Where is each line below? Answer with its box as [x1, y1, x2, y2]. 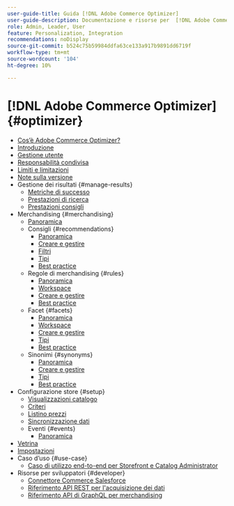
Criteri [27, 402, 47, 411]
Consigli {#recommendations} [27, 224, 114, 233]
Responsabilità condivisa [17, 158, 89, 166]
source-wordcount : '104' [7, 56, 79, 63]
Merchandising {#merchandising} [17, 209, 114, 218]
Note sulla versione [17, 173, 73, 181]
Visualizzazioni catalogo [27, 395, 97, 403]
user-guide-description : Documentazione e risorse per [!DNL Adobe [7, 17, 210, 24]
